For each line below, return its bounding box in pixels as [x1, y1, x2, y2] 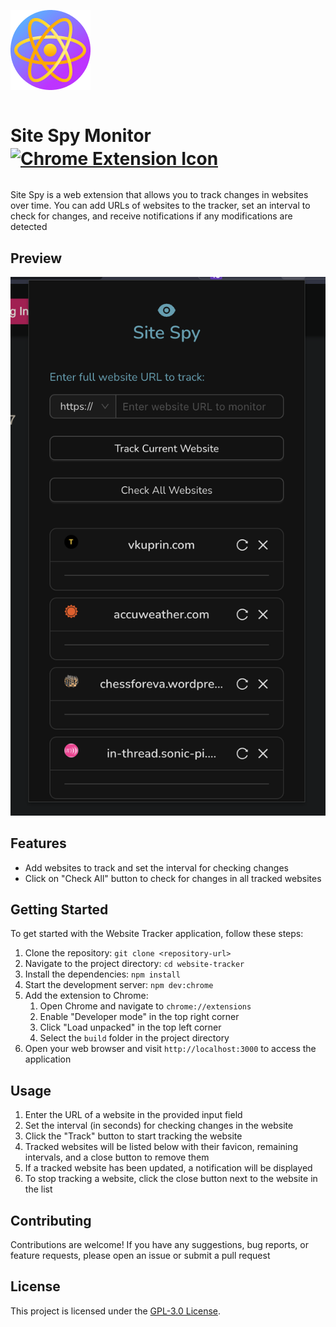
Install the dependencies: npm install [24, 968, 181, 980]
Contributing [10, 1212, 92, 1229]
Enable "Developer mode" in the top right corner [39, 1011, 240, 1023]
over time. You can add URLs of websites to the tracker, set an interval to [10, 200, 311, 212]
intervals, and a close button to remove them [24, 1151, 210, 1164]
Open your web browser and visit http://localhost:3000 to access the [24, 1043, 317, 1055]
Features [10, 835, 67, 852]
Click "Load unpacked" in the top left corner [39, 1021, 222, 1034]
